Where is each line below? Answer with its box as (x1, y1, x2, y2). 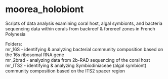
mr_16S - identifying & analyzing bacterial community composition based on (5, 46, 163, 52)
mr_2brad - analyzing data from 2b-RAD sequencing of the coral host (5, 57, 150, 63)
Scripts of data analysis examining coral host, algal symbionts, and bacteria (5, 20, 163, 26)
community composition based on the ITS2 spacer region (5, 67, 125, 74)
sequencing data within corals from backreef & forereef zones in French (5, 25, 155, 31)
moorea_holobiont (5, 4, 84, 15)
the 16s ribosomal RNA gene (5, 52, 64, 58)
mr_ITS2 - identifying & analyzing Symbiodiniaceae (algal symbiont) (5, 62, 147, 68)
